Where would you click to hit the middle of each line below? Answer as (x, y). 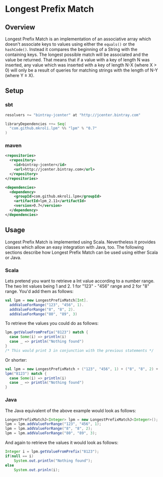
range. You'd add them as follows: (40, 291)
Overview (20, 27)
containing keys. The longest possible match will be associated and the (77, 54)
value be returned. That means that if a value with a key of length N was (77, 60)
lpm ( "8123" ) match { (26, 373)
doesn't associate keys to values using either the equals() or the (70, 44)
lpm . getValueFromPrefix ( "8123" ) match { (47, 332)
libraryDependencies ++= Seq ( (36, 124)
